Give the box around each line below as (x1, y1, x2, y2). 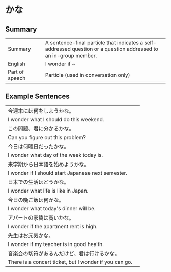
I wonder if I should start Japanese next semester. (8, 170, 128, 177)
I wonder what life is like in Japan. (8, 187, 89, 195)
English (8, 60, 25, 67)
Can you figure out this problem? (8, 134, 87, 141)
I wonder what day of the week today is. (8, 152, 103, 159)
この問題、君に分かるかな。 (8, 125, 75, 132)
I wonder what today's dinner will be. (8, 205, 96, 212)
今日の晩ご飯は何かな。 (8, 197, 65, 204)
